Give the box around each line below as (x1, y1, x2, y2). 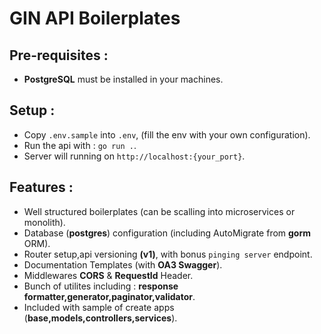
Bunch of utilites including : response (23, 280, 179, 292)
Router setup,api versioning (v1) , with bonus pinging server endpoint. (23, 248, 313, 260)
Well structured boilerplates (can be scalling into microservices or (23, 205, 296, 217)
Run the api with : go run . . (23, 139, 137, 151)
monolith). (23, 216, 66, 228)
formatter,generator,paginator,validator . (23, 290, 196, 302)
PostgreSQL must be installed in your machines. (23, 73, 224, 85)
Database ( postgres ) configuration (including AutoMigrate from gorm (23, 227, 312, 239)
